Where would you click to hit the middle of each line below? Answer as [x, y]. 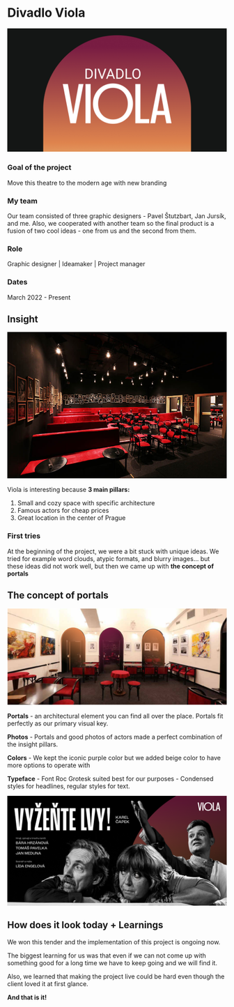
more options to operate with [49, 765]
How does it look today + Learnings [85, 925]
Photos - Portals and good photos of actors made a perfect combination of [115, 737]
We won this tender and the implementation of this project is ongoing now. [114, 941]
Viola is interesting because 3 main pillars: [69, 490]
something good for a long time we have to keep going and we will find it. [112, 962]
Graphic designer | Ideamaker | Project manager [76, 264]
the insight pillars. [33, 744]
